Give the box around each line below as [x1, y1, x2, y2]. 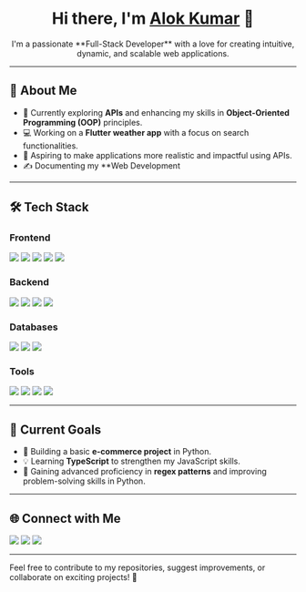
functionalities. [22, 140, 79, 151]
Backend [9, 276, 50, 289]
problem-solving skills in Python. [22, 475, 146, 486]
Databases [9, 321, 58, 333]
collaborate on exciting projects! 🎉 [9, 571, 138, 582]
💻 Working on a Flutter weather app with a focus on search [22, 127, 250, 138]
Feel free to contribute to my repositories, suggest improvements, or [9, 562, 266, 573]
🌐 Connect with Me [9, 510, 121, 526]
